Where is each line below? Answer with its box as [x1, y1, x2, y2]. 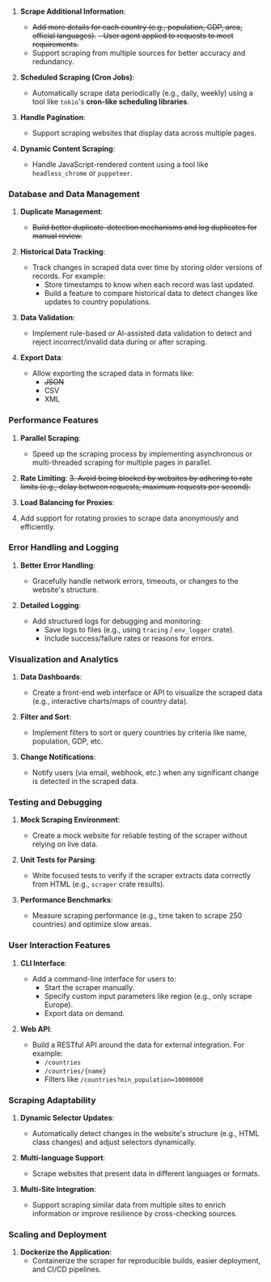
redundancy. [32, 56, 74, 66]
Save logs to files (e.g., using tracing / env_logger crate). [44, 624, 235, 634]
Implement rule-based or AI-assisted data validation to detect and [32, 328, 252, 338]
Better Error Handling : [19, 560, 95, 570]
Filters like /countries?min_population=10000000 [44, 1074, 204, 1084]
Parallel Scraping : [19, 433, 81, 443]
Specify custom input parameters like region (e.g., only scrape [44, 991, 252, 1001]
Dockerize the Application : [19, 1247, 112, 1257]
